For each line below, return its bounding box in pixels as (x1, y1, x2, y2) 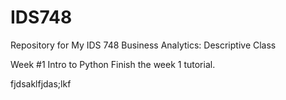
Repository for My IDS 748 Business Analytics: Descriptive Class (10, 39, 277, 51)
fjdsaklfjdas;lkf (10, 77, 72, 90)
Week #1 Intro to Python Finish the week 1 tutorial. (10, 58, 216, 70)
